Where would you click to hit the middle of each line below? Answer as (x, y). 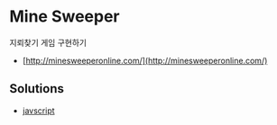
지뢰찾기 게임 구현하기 (48, 42)
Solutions (37, 89)
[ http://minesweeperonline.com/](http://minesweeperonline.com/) (145, 60)
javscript (39, 111)
